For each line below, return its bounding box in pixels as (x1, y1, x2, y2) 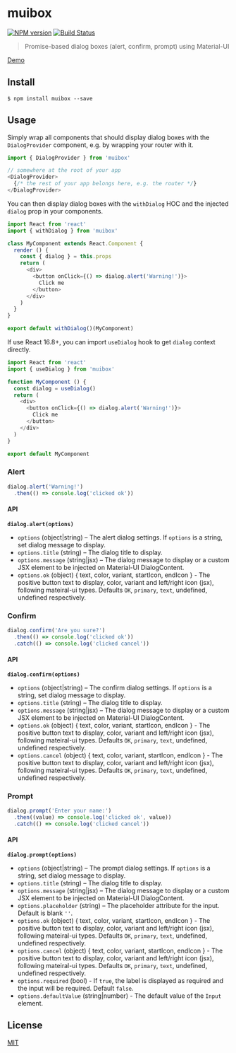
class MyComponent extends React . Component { (7, 240, 143, 247)
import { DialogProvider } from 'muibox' (7, 154, 131, 161)
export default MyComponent (7, 450, 90, 458)
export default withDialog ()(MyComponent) (7, 325, 134, 332)
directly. (7, 345, 31, 354)
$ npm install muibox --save (7, 95, 93, 102)
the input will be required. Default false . (17, 984, 134, 992)
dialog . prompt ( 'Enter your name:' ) (7, 808, 112, 815)
